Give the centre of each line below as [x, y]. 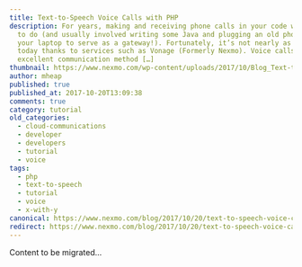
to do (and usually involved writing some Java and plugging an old [148, 34]
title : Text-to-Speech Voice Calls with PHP [94, 18]
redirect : [28, 227]
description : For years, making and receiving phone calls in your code [148, 26]
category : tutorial [46, 110]
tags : [19, 168]
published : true [40, 85]
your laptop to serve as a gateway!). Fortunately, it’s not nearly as [155, 43]
